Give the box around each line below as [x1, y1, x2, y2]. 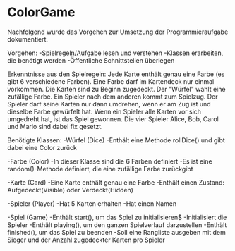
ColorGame [7, 4, 76, 20]
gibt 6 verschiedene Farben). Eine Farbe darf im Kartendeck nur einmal [7, 77, 215, 85]
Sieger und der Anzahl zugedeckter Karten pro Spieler [7, 235, 166, 244]
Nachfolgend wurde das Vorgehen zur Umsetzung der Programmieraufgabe [7, 27, 229, 36]
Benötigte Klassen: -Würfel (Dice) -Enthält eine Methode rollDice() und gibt [7, 135, 226, 145]
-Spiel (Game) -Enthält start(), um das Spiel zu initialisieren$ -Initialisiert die [7, 213, 227, 221]
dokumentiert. [7, 35, 48, 43]
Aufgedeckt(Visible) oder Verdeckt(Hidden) [7, 185, 134, 194]
